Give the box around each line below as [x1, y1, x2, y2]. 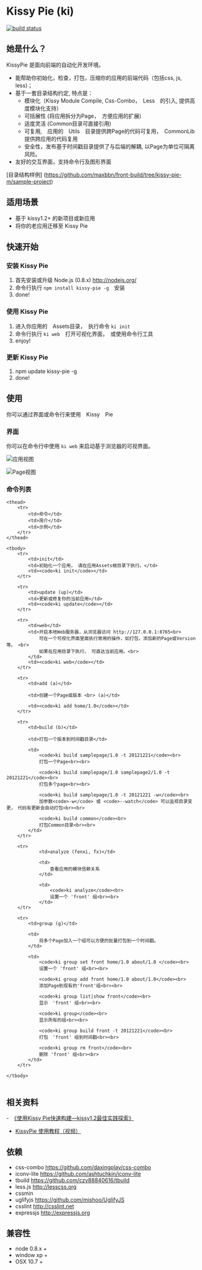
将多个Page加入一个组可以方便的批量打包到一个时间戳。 [38, 938, 159, 944]
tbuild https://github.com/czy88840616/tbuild [15, 1177, 130, 1184]
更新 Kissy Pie [6, 353, 49, 361]
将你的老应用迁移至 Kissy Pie [15, 222, 88, 230]
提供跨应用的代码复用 [24, 135, 78, 142]
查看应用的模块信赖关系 [49, 866, 100, 873]
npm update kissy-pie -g [15, 368, 77, 375]
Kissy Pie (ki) [6, 4, 74, 18]
